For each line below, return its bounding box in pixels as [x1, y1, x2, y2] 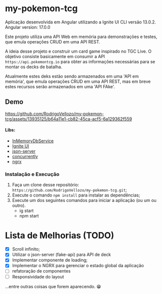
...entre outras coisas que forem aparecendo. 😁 [5, 283, 101, 289]
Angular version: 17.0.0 [5, 24, 51, 30]
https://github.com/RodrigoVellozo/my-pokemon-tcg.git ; [12, 187, 127, 193]
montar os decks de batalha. [5, 64, 62, 70]
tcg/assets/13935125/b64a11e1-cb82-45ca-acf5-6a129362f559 [5, 116, 132, 122]
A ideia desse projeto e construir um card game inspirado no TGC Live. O [5, 48, 152, 54]
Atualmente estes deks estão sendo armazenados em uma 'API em [5, 73, 139, 79]
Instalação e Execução [5, 171, 60, 177]
